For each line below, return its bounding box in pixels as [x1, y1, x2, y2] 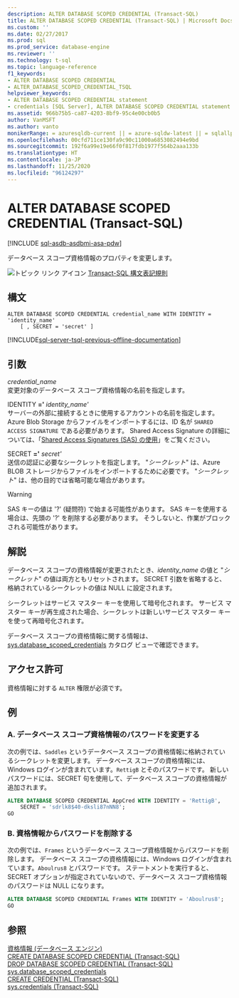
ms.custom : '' [7, 24, 50, 31]
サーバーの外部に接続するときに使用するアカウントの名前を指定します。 [7, 409, 219, 417]
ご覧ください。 [169, 435, 214, 444]
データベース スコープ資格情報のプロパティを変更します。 [7, 254, 176, 262]
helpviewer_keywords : [7, 90, 72, 97]
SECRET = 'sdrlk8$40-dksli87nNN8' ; [20, 804, 126, 811]
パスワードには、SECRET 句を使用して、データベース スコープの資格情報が [7, 774, 228, 782]
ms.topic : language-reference [7, 63, 97, 71]
